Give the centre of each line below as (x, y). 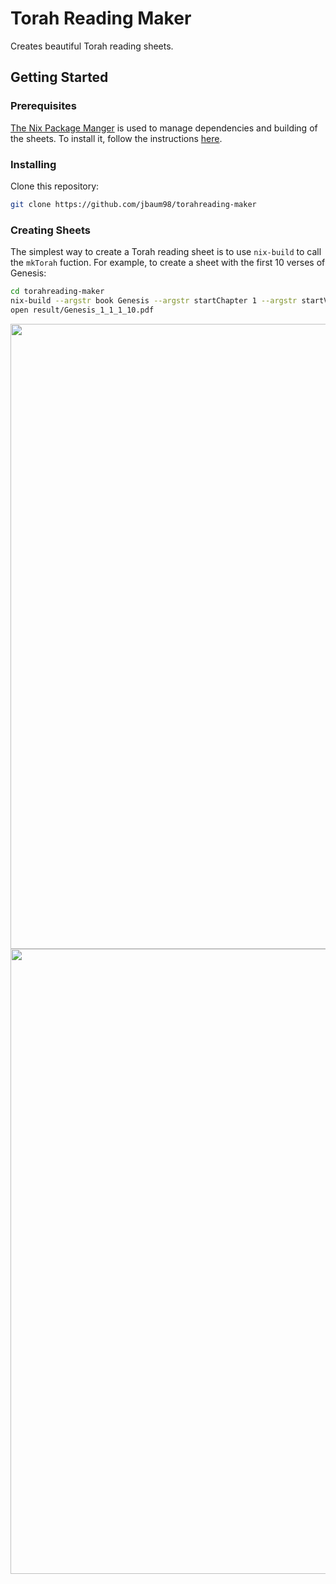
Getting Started (59, 77)
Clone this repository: (55, 186)
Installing (33, 164)
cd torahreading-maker (57, 292)
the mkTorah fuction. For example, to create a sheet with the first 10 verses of (168, 263)
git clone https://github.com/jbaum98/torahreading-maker (133, 204)
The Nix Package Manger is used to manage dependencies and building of (164, 128)
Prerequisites (43, 106)
